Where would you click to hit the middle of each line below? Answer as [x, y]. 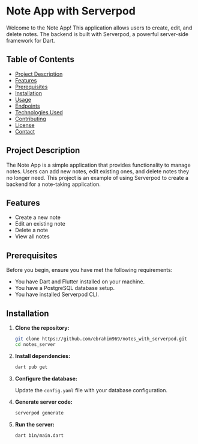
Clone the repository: [42, 328]
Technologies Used [39, 112]
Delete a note [31, 230]
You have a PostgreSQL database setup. [65, 288]
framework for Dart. [31, 40]
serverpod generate [39, 413]
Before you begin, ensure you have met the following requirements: [89, 270]
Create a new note [38, 217]
